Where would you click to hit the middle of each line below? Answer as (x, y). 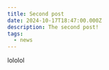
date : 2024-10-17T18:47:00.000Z (54, 21)
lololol (16, 60)
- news (23, 40)
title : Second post (36, 14)
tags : (15, 34)
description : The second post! (53, 27)
